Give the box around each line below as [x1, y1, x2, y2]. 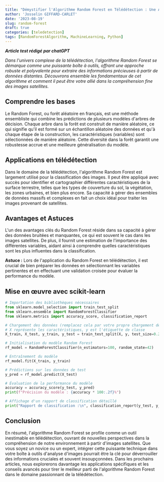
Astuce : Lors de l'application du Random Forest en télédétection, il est [5, 257, 148, 263]
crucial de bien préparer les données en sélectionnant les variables [5, 263, 140, 269]
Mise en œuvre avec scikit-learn [5, 287, 106, 296]
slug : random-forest [5, 21, 47, 26]
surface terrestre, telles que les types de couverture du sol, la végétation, [5, 184, 153, 190]
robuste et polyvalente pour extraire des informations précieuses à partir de [5, 68, 158, 73]
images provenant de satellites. [5, 200, 68, 206]
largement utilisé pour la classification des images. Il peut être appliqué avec [5, 174, 159, 180]
